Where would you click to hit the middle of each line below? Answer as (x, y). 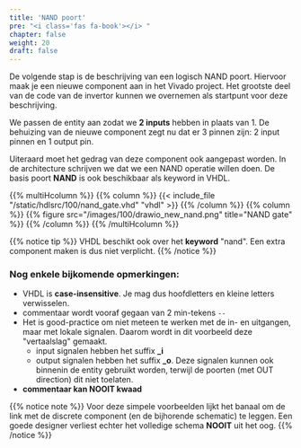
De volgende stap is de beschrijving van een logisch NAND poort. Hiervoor (148, 76)
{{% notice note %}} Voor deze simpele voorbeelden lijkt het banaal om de (147, 407)
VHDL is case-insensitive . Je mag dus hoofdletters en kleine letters (148, 294)
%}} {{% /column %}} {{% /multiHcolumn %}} (94, 224)
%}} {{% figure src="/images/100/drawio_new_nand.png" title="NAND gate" (151, 215)
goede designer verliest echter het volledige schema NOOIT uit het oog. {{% (151, 426)
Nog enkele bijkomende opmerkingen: (94, 275)
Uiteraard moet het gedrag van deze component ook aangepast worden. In (148, 159)
